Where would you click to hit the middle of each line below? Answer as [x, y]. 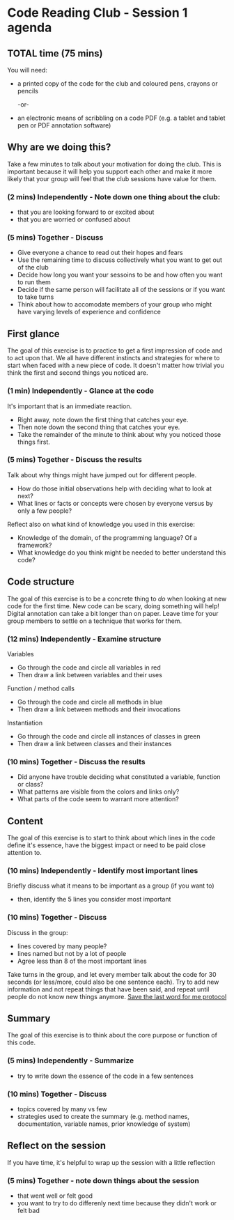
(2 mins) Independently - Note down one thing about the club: [114, 196]
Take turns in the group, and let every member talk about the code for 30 [112, 974]
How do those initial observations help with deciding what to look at [115, 488]
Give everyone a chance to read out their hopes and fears [100, 253]
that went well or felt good [55, 1196]
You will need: [27, 70]
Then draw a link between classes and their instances [94, 743]
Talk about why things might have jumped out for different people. [102, 474]
